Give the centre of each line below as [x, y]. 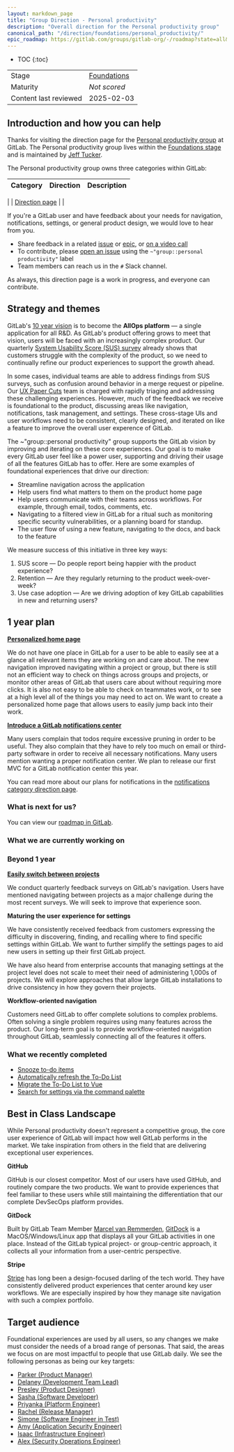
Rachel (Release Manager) [55, 1412]
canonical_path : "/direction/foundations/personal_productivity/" [106, 33]
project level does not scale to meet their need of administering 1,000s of [112, 973]
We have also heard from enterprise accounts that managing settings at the [116, 965]
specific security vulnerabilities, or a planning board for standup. [110, 521]
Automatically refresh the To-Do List [69, 1077]
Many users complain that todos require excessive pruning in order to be [111, 738]
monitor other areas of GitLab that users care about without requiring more [114, 682]
